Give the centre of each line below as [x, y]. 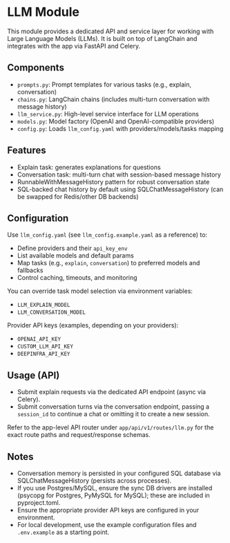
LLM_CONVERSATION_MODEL [51, 312]
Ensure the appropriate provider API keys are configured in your [108, 510]
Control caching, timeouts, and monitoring [77, 278]
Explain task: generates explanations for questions [89, 167]
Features [27, 151]
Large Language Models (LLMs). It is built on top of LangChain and [102, 38]
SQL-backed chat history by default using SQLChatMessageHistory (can [120, 189]
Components [36, 68]
